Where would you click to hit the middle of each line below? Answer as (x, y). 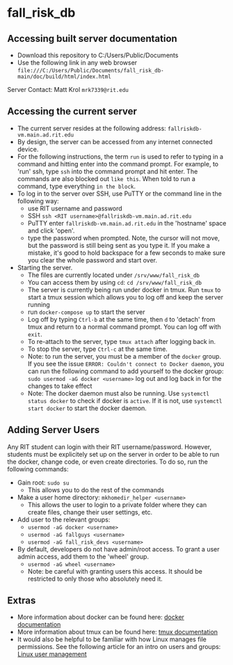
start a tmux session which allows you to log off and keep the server (126, 297)
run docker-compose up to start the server (86, 312)
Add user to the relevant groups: (64, 519)
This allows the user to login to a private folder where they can (117, 504)
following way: (38, 201)
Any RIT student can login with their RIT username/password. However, (110, 446)
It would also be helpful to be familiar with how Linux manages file (112, 639)
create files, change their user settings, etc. (90, 512)
